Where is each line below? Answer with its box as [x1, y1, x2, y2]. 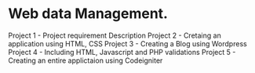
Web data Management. [8, 5, 169, 23]
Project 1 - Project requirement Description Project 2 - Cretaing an [8, 31, 221, 40]
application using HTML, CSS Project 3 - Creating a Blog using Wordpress [8, 38, 247, 48]
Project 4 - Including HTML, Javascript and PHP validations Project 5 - [8, 47, 236, 57]
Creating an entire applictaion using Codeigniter [8, 56, 163, 65]
